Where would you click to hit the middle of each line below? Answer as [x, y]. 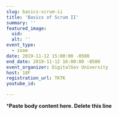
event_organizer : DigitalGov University [58, 67]
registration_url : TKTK [36, 78]
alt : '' [21, 39]
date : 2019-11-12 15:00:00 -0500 [48, 56]
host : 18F [19, 73]
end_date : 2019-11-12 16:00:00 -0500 [53, 61]
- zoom [20, 51]
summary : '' [21, 23]
